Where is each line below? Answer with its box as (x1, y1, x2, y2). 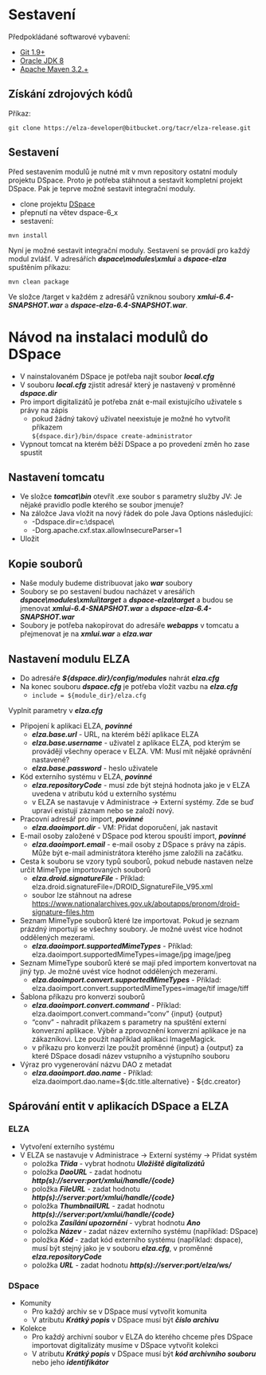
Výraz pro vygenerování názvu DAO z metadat (19, 1060, 173, 1069)
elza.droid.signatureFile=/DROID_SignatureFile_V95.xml (31, 882, 213, 891)
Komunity (19, 1298, 52, 1307)
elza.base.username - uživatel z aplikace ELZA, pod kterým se (31, 738, 241, 747)
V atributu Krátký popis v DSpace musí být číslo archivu (31, 1314, 219, 1324)
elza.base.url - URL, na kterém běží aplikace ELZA (31, 729, 199, 738)
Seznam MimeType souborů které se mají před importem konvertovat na (19, 958, 257, 967)
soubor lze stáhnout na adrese (31, 890, 132, 899)
